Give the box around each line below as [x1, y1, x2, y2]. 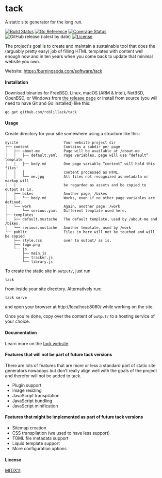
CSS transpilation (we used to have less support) [12, 430, 110, 436]
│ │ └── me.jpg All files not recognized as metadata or [5, 174, 149, 179]
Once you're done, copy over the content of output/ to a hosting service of [5, 313, 155, 319]
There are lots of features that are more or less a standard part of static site [5, 362, 156, 368]
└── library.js [22, 259, 53, 264]
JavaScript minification [12, 403, 58, 409]
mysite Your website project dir [5, 140, 116, 145]
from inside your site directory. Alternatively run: [5, 286, 102, 292]
